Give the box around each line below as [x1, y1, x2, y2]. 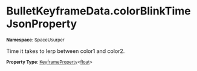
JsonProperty [6, 17, 77, 31]
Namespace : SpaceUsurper [6, 37, 65, 43]
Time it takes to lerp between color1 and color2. [6, 47, 125, 55]
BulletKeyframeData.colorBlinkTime [6, 4, 192, 18]
